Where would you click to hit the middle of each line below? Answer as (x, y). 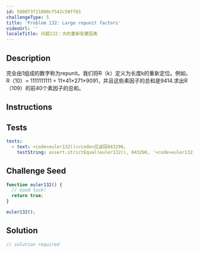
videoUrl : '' (22, 28)
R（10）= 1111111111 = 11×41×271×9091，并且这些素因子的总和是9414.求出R (97, 81)
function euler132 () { (34, 185)
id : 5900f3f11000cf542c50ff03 (44, 12)
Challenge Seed (36, 171)
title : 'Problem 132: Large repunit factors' (63, 23)
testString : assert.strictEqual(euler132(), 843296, (84, 152)
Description (28, 58)
